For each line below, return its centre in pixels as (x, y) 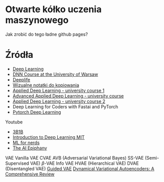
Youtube (14, 122)
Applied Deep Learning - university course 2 (59, 101)
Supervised (17, 163)
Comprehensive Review (30, 174)
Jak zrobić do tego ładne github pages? (47, 34)
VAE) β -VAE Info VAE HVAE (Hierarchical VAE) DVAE (85, 163)
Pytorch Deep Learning (37, 112)
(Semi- (152, 158)
